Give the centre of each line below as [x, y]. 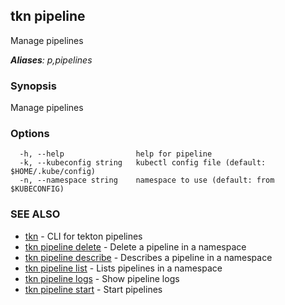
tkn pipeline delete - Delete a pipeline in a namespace [135, 246]
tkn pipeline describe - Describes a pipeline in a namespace [148, 257]
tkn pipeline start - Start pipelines [93, 289]
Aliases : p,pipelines [51, 60]
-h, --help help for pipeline [116, 154]
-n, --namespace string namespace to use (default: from [147, 180]
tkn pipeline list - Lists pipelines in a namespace [123, 268]
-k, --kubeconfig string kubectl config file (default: [143, 163]
